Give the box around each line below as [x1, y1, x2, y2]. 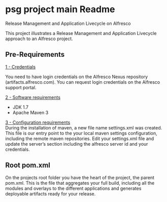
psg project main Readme [5, 4, 115, 15]
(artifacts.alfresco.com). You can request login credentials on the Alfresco [5, 79, 160, 85]
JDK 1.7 [12, 104, 29, 110]
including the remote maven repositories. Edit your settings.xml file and [5, 136, 154, 142]
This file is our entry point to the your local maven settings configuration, [5, 130, 157, 136]
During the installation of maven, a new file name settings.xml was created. [5, 124, 162, 130]
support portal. [5, 84, 37, 90]
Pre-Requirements [5, 50, 65, 59]
